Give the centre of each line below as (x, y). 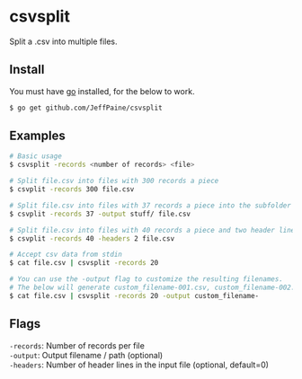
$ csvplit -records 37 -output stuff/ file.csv (100, 214)
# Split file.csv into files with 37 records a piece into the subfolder (151, 205)
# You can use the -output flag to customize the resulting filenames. (146, 279)
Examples (37, 136)
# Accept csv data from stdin (66, 255)
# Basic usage (36, 156)
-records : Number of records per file (77, 345)
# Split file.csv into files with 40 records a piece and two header (142, 230)
